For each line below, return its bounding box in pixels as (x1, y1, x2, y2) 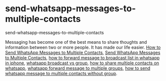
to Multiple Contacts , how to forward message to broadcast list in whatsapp (5, 54, 160, 60)
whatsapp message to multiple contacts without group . (5, 70, 117, 76)
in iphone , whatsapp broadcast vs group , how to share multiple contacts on (5, 60, 160, 66)
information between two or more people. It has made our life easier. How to (5, 44, 161, 50)
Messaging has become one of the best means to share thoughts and (5, 39, 147, 45)
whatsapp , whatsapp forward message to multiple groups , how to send (5, 65, 151, 71)
